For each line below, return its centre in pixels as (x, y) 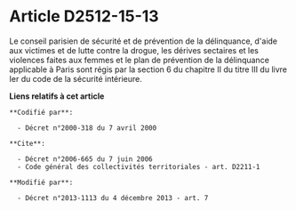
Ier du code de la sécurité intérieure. (76, 78)
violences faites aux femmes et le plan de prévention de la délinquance (139, 60)
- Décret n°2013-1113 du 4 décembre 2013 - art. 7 (113, 198)
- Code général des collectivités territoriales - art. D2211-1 (139, 166)
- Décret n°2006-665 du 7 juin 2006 (85, 159)
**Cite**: (28, 143)
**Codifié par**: (41, 112)
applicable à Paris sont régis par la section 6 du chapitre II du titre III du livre (148, 69)
